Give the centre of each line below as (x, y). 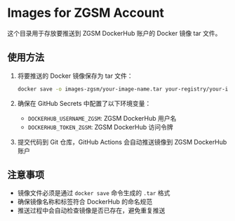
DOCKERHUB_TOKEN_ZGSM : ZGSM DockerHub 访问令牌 (100, 127)
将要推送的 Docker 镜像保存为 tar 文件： (75, 76)
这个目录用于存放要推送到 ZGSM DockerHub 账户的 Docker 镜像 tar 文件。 (114, 33)
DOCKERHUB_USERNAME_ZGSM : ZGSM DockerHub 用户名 (102, 118)
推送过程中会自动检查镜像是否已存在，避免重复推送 (91, 210)
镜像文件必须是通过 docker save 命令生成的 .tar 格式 (94, 193)
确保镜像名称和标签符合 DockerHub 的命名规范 (85, 202)
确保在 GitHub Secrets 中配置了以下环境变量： (84, 103)
